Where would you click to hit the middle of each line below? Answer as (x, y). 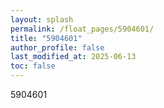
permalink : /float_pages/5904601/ (82, 29)
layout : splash (42, 19)
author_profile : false (57, 47)
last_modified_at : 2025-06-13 (73, 57)
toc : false (33, 66)
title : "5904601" (46, 38)
